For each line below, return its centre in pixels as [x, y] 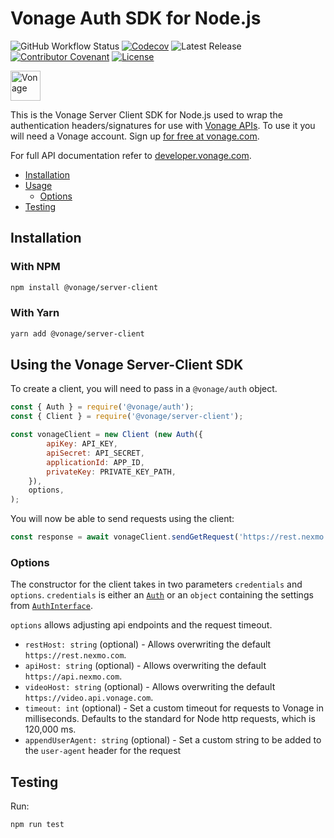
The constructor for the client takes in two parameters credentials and [156, 584]
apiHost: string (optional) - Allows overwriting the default [145, 666]
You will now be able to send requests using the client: [122, 519]
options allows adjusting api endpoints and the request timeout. [141, 625]
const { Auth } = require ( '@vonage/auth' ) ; [102, 407]
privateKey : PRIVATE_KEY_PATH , [111, 472]
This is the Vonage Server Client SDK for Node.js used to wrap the [146, 114]
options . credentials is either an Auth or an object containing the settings [162, 595]
